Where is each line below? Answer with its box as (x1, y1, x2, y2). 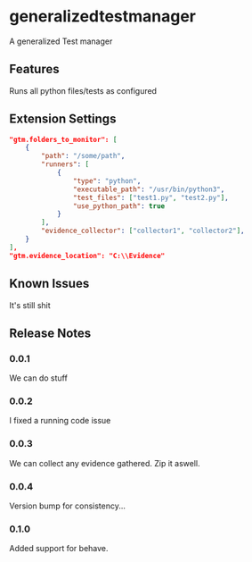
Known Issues (9, 276, 90, 291)
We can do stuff (9, 373, 69, 383)
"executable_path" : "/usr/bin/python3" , (72, 185, 225, 194)
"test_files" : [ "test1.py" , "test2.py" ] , (72, 193, 229, 202)
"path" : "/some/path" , (41, 152, 126, 161)
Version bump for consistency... (9, 500, 126, 511)
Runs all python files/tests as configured (9, 85, 158, 96)
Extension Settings (9, 112, 117, 127)
